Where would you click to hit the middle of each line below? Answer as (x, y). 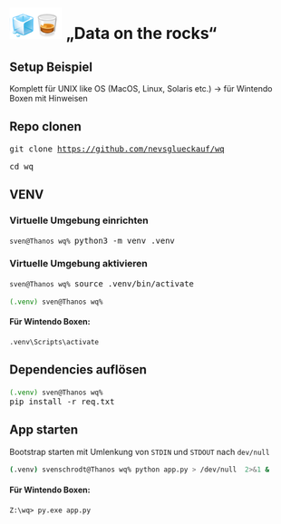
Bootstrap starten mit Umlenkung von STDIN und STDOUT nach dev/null (140, 451)
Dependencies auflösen (78, 370)
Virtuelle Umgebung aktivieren (78, 264)
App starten (44, 430)
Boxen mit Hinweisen (48, 98)
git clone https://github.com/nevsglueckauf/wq (117, 149)
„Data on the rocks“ (141, 34)
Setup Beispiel (51, 67)
